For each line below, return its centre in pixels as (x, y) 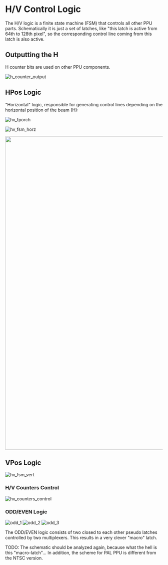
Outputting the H (32, 55)
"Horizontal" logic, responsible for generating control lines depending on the (84, 104)
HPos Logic (23, 92)
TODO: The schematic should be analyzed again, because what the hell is (81, 547)
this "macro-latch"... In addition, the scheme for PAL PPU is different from (81, 552)
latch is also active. (25, 39)
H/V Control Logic (43, 9)
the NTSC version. (24, 558)
